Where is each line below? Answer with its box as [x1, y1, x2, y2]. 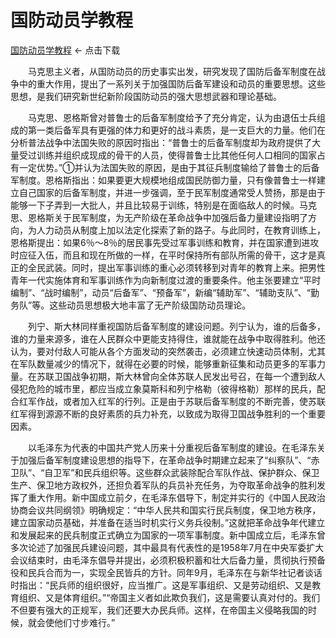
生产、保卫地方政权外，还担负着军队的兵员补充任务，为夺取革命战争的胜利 [10, 479, 317, 491]
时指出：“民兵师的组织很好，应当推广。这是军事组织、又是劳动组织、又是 [10, 579, 313, 591]
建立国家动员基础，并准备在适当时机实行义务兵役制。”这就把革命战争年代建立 [10, 516, 326, 528]
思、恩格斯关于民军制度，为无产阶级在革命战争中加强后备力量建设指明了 [10, 211, 308, 223]
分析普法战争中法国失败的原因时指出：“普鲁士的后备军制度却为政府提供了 [10, 136, 313, 148]
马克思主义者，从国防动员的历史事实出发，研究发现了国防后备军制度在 [28, 65, 317, 77]
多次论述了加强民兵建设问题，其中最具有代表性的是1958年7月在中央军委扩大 [10, 541, 325, 553]
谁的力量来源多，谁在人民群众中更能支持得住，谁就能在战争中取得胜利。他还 [10, 332, 326, 345]
